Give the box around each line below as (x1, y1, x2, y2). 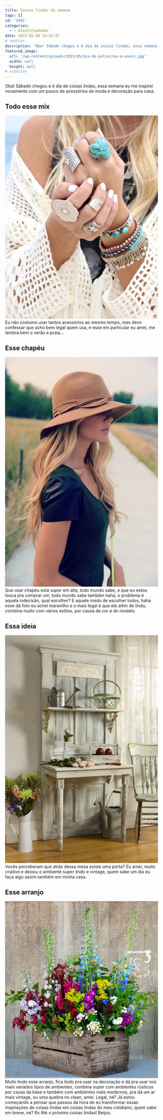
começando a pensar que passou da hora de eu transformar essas (5, 1100, 138, 1105)
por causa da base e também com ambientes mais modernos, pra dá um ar (5, 1089, 155, 1095)
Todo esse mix (5, 102, 50, 111)
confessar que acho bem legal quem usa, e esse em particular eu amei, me (5, 325, 155, 331)
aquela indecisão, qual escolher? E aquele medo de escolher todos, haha (5, 598, 151, 604)
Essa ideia (5, 622, 36, 630)
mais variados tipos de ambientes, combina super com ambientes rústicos (5, 1084, 154, 1090)
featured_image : (5, 48, 38, 53)
